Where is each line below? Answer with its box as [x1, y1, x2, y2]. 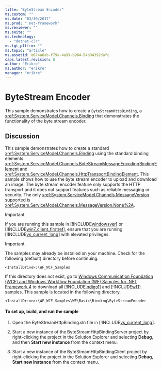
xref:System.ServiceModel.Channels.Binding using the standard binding [5, 150, 149, 156]
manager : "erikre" [5, 71, 42, 76]
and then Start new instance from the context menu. [12, 339, 118, 345]
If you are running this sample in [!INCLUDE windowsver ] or [5, 221, 123, 227]
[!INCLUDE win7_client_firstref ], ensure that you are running [5, 226, 123, 232]
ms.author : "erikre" [5, 66, 47, 71]
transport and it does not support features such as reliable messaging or [5, 186, 150, 193]
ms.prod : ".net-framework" [5, 20, 60, 26]
